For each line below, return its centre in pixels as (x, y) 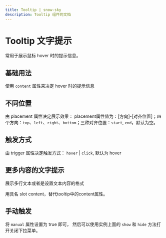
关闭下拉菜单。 (25, 230)
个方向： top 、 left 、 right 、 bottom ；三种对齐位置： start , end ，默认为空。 (82, 123)
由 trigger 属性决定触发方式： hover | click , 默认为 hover (63, 153)
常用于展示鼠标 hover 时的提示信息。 (43, 56)
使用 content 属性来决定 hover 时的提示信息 (50, 86)
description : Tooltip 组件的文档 (38, 15)
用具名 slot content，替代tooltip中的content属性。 (56, 194)
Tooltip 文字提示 (38, 41)
